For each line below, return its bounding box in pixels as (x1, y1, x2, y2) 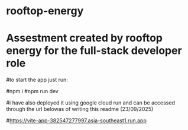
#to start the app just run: (6, 76, 68, 84)
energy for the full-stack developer (6, 44, 182, 58)
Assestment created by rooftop (6, 31, 163, 45)
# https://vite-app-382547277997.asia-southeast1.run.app (6, 117, 147, 124)
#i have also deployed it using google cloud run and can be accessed (6, 99, 176, 106)
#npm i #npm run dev (6, 88, 59, 95)
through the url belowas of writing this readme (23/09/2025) (6, 106, 154, 113)
